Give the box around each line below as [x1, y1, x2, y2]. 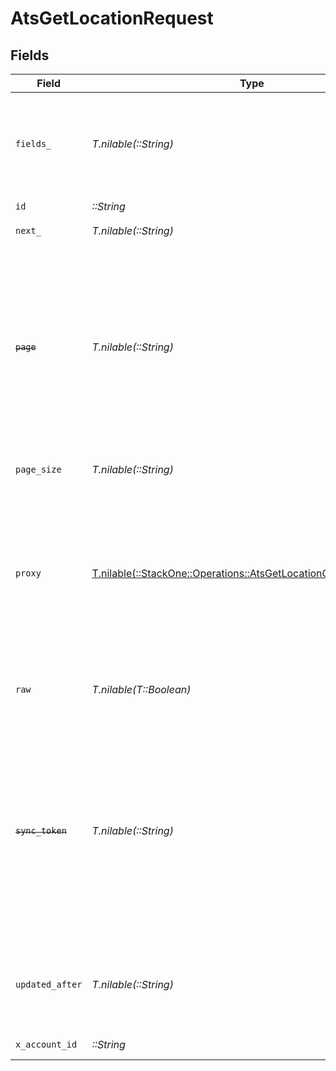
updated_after [15, 979, 83, 990]
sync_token [15, 825, 67, 836]
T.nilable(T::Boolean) [91, 683, 192, 696]
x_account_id [15, 1039, 78, 1050]
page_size [15, 464, 62, 475]
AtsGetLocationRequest [10, 7, 214, 30]
